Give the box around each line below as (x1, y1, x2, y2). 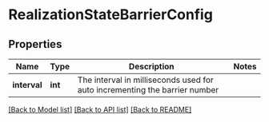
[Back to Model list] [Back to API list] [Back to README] (8, 105, 192, 114)
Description (128, 61, 175, 72)
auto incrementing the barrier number (77, 85, 219, 95)
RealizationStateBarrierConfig (8, 6, 214, 24)
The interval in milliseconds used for (77, 74, 214, 85)
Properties (8, 37, 62, 51)
